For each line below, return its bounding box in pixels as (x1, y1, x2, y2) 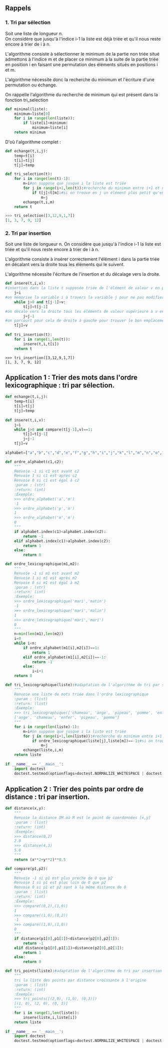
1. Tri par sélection (5, 19, 51, 26)
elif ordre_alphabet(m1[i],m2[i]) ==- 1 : (23, 655, 106, 660)
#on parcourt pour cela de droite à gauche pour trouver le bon (5, 318, 142, 323)
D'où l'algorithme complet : (5, 139, 61, 145)
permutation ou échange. (5, 82, 57, 88)
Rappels (5, 4, 31, 13)
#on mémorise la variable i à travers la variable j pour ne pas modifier (5, 295, 164, 300)
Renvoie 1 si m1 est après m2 (14, 575, 77, 580)
